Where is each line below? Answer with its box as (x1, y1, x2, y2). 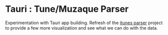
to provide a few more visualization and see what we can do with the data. (5, 25, 158, 31)
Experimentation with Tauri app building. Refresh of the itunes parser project (5, 20, 163, 26)
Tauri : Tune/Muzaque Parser (5, 3, 129, 15)
